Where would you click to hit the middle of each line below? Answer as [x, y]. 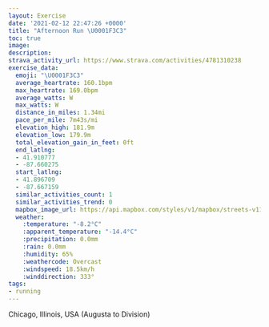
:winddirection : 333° [58, 277]
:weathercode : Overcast [62, 261]
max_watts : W [37, 105]
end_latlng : [36, 150]
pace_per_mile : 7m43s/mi [57, 120]
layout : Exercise [37, 16]
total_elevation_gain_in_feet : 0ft [75, 142]
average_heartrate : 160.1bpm [64, 83]
